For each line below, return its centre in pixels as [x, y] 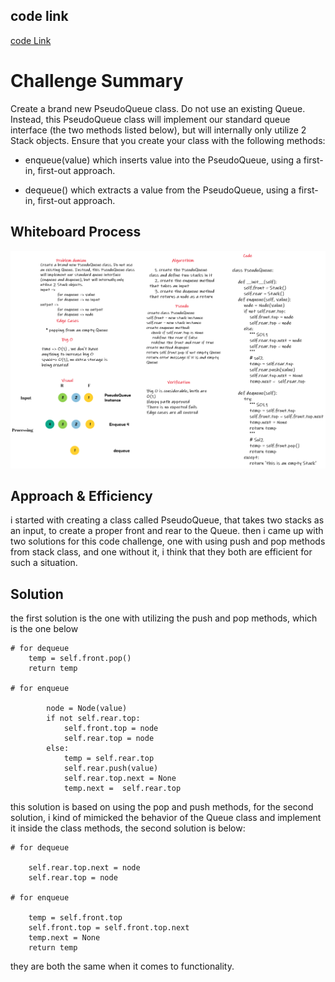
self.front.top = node [111, 729]
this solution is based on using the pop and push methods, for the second [162, 807]
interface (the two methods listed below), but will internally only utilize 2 [158, 130]
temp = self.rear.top [109, 759]
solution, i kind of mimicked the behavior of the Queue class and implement [166, 818]
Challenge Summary [97, 81]
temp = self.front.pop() [80, 659]
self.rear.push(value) [111, 769]
